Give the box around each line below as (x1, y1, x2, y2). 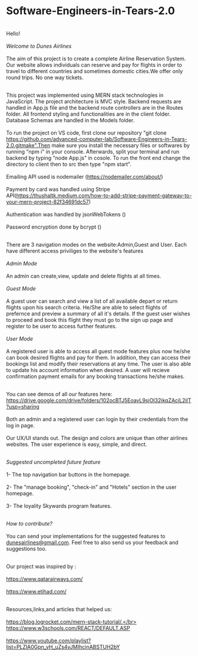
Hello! (6, 30, 21, 37)
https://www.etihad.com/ (6, 588, 67, 595)
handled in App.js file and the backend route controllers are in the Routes (6, 104, 184, 111)
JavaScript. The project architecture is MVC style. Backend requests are (6, 97, 181, 105)
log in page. (6, 422, 35, 429)
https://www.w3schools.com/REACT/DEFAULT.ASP (6, 624, 131, 631)
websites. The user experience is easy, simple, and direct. (6, 440, 147, 448)
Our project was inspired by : (6, 563, 77, 570)
